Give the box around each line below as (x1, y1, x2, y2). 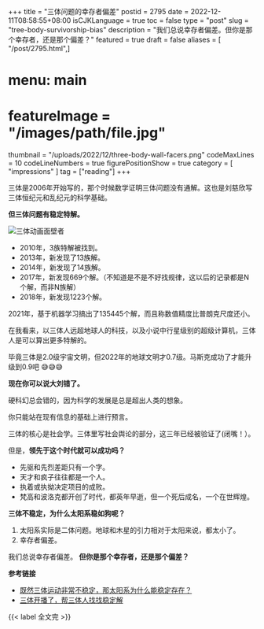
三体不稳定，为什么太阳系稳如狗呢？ (8, 509, 126, 518)
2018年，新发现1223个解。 (19, 292, 106, 302)
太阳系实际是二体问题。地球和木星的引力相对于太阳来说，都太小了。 (19, 526, 240, 535)
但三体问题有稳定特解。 (8, 209, 84, 219)
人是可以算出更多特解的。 (8, 335, 91, 345)
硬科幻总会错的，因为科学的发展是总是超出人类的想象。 (8, 396, 187, 405)
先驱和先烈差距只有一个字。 (19, 463, 110, 472)
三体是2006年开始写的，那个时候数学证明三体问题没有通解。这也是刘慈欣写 (8, 183, 253, 193)
